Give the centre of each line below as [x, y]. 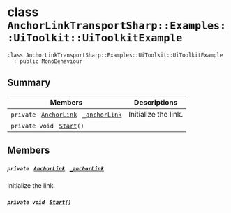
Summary [29, 83]
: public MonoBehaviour [48, 61]
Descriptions [156, 102]
